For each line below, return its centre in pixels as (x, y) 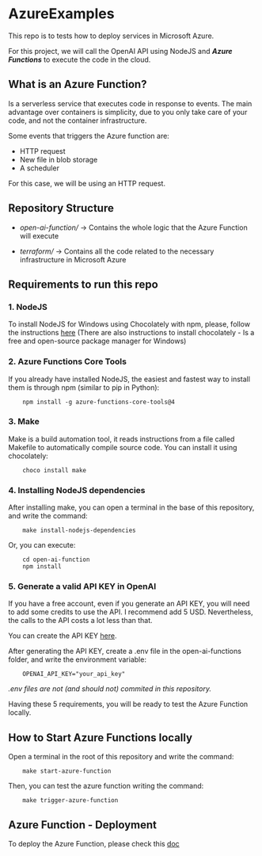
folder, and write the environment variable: (77, 659)
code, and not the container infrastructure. (78, 120)
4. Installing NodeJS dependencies (77, 490)
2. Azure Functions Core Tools (67, 361)
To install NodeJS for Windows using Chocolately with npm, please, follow (129, 324)
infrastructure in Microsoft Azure (73, 259)
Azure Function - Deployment (82, 825)
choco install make (55, 470)
